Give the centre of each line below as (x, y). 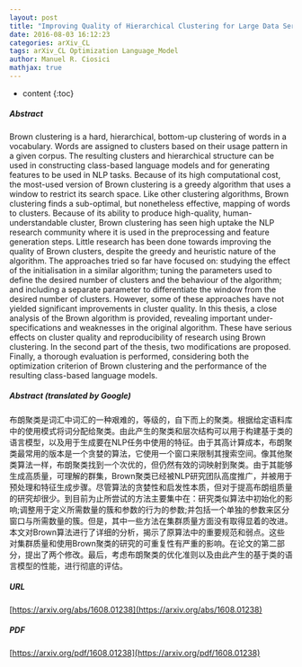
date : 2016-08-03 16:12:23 (60, 34)
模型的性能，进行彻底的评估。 (72, 565)
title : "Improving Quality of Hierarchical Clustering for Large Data (144, 26)
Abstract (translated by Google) (71, 396)
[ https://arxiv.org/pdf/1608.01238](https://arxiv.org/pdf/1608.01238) (135, 653)
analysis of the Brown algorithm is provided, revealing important (128, 318)
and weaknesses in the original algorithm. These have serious (178, 327)
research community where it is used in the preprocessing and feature (139, 232)
